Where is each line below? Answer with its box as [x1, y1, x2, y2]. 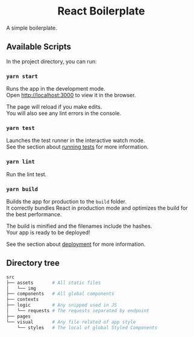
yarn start [6, 72, 38, 80]
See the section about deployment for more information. [6, 240, 146, 248]
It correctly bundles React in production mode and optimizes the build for [6, 204, 188, 211]
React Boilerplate [57, 4, 145, 18]
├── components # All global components [6, 291, 114, 297]
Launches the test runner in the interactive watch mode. [6, 137, 146, 144]
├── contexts [6, 297, 39, 303]
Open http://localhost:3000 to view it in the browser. [6, 92, 136, 99]
